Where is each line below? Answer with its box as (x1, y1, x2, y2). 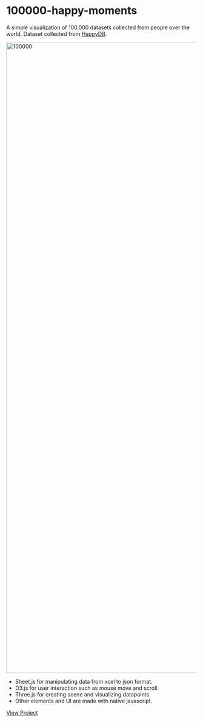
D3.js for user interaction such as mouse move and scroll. (15, 684, 159, 692)
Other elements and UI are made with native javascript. (15, 697, 153, 704)
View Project (6, 709, 38, 716)
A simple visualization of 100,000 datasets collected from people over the (6, 24, 190, 31)
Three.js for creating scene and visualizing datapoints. (15, 690, 151, 698)
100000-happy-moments (6, 4, 138, 18)
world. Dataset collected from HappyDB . (6, 30, 107, 37)
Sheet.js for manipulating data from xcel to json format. (15, 678, 153, 685)
